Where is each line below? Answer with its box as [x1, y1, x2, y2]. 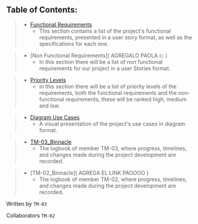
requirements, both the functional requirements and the [39, 89, 177, 96]
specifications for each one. [39, 40, 109, 47]
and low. [39, 102, 60, 109]
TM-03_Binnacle [30, 138, 72, 146]
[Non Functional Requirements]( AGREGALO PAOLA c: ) [30, 51, 168, 59]
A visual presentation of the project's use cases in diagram [39, 120, 185, 127]
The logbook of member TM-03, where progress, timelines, [39, 144, 187, 152]
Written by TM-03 [6, 200, 47, 207]
